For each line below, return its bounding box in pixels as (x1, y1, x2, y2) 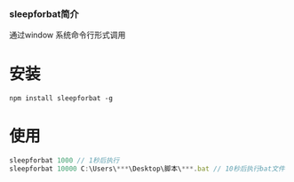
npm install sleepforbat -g (9, 94, 114, 103)
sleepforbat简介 (9, 7, 80, 20)
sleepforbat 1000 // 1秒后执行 (9, 156, 120, 165)
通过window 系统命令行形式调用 (9, 29, 126, 41)
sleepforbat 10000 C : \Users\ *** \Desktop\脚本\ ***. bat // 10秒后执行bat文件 (9, 164, 286, 174)
